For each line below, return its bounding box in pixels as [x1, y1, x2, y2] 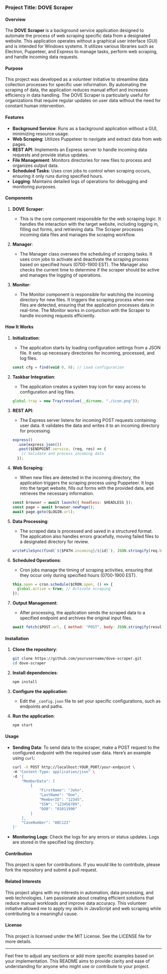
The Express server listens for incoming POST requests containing [19, 417, 156, 423]
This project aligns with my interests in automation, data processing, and [5, 889, 154, 895]
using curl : [12, 755, 36, 761]
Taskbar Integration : [12, 374, 56, 380]
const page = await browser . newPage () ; [12, 505, 95, 510]
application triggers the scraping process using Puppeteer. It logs [19, 480, 154, 486]
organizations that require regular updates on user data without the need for [5, 98, 161, 104]
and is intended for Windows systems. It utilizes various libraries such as [5, 43, 154, 49]
